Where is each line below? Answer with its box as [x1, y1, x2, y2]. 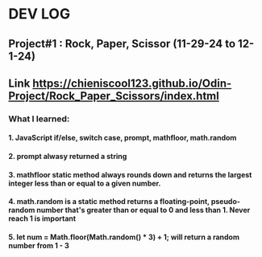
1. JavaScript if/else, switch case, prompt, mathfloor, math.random [8, 133, 237, 143]
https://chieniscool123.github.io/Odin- [31, 76, 232, 90]
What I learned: [8, 113, 70, 124]
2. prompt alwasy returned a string [8, 152, 127, 161]
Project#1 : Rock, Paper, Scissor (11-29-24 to [8, 37, 236, 51]
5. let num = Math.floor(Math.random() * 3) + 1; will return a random [8, 232, 240, 242]
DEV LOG [8, 5, 71, 23]
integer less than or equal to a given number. [8, 178, 161, 188]
